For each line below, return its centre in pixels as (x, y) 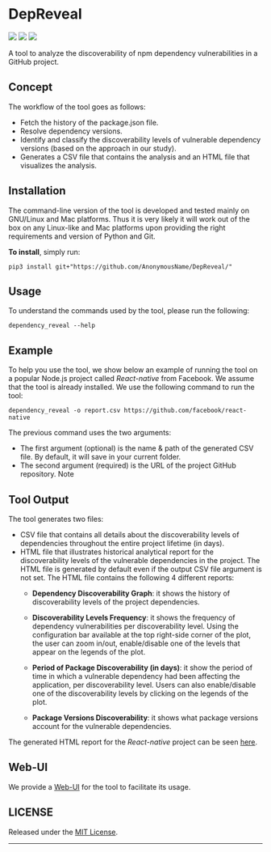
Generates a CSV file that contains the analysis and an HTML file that (135, 157)
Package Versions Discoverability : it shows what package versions (145, 718)
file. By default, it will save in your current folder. (100, 457)
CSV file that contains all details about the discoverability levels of (129, 534)
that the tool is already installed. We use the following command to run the (132, 387)
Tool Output (39, 500)
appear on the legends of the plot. (89, 652)
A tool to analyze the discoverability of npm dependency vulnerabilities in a (133, 53)
